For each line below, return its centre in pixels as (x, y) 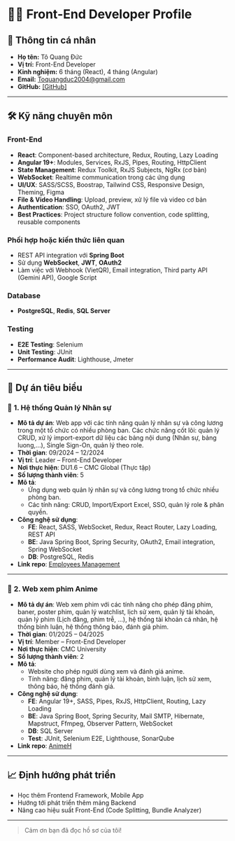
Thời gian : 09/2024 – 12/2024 (61, 453)
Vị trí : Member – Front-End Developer (72, 641)
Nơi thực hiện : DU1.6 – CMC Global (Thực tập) (84, 468)
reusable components (49, 222)
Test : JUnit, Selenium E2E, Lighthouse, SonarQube (101, 738)
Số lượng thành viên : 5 (50, 475)
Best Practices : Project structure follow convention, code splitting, (113, 214)
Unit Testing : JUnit (45, 352)
